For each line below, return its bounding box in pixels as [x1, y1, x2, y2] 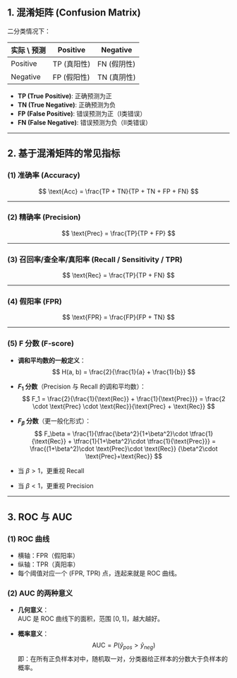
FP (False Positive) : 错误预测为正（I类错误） [17, 109, 147, 118]
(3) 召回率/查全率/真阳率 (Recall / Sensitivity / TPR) [7, 254, 183, 264]
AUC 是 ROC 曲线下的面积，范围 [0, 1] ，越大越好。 [17, 614, 164, 623]
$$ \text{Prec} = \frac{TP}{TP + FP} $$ [61, 229, 176, 237]
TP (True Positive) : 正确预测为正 [17, 91, 113, 100]
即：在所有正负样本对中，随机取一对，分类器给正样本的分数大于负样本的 [17, 655, 228, 663]
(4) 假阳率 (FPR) [7, 297, 62, 307]
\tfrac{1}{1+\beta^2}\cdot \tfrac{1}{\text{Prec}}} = [73, 437, 217, 446]
